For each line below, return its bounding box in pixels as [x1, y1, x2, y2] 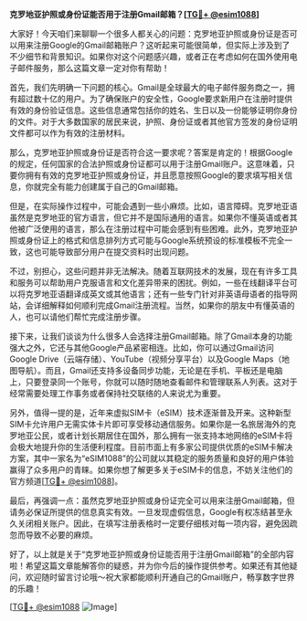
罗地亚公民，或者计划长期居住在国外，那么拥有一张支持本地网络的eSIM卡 [9, 430, 285, 441]
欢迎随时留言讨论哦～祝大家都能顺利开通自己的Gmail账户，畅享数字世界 [25, 572, 295, 583]
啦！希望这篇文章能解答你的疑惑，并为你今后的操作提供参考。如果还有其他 [9, 561, 290, 571]
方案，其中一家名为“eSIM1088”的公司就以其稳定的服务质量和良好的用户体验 [9, 453, 294, 464]
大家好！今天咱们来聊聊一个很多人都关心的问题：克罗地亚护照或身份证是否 [9, 28, 290, 39]
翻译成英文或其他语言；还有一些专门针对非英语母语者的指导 [65, 289, 290, 300]
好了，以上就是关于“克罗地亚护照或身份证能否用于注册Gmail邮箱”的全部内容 [9, 549, 294, 560]
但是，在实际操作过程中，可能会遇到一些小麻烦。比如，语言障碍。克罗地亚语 [9, 201, 298, 211]
